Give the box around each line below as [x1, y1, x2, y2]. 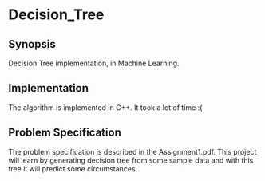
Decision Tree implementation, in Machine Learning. [8, 58, 180, 68]
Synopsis [8, 37, 56, 51]
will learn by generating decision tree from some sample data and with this [8, 155, 254, 165]
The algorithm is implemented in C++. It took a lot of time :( [8, 102, 203, 112]
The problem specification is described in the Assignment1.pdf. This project [8, 147, 257, 156]
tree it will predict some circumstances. [8, 163, 138, 173]
